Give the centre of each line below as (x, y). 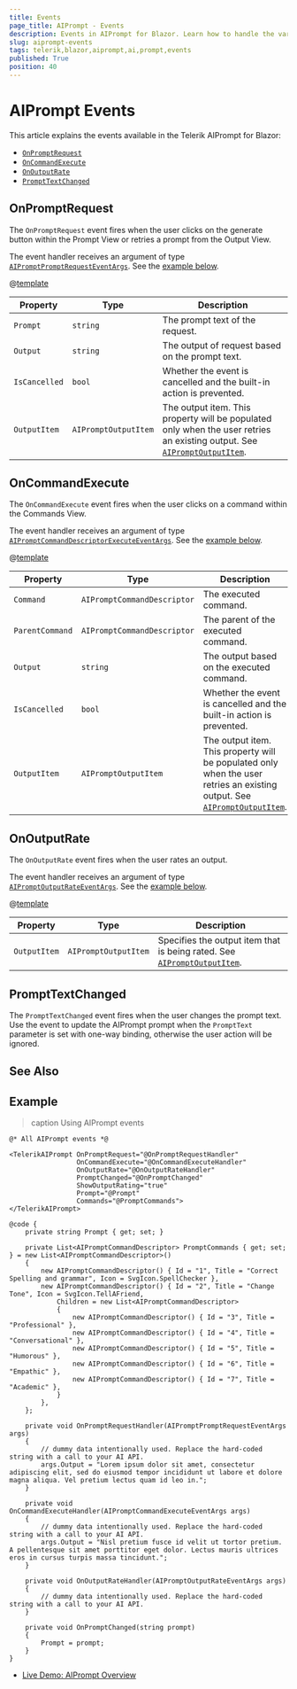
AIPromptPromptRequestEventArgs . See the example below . (114, 266)
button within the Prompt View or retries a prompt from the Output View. (140, 239)
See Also (34, 1072)
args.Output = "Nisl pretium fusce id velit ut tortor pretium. (162, 1543)
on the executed (237, 667)
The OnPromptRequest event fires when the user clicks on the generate (136, 230)
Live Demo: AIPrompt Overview (79, 1675)
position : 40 (33, 67)
